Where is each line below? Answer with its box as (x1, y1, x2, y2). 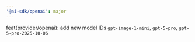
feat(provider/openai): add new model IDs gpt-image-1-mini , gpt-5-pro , (6, 24, 178, 31)
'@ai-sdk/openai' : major (6, 8, 67, 14)
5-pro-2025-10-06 (6, 30, 48, 36)
